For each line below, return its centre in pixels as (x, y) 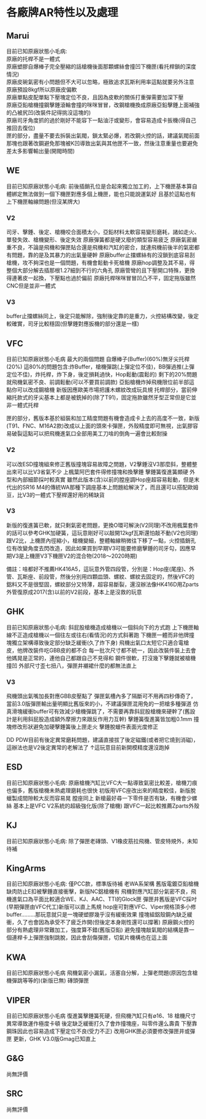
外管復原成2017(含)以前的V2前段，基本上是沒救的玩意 (74, 592)
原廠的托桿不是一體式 (33, 59)
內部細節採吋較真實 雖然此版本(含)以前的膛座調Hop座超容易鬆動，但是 (105, 479)
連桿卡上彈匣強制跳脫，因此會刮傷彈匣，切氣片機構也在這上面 (89, 938)
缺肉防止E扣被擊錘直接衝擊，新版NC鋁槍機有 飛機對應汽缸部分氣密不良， (99, 892)
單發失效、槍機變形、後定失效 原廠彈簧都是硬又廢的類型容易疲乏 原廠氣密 (99, 240)
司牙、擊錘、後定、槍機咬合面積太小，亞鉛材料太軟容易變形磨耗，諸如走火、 (103, 232)
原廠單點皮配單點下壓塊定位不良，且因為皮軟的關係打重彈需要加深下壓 (95, 97)
